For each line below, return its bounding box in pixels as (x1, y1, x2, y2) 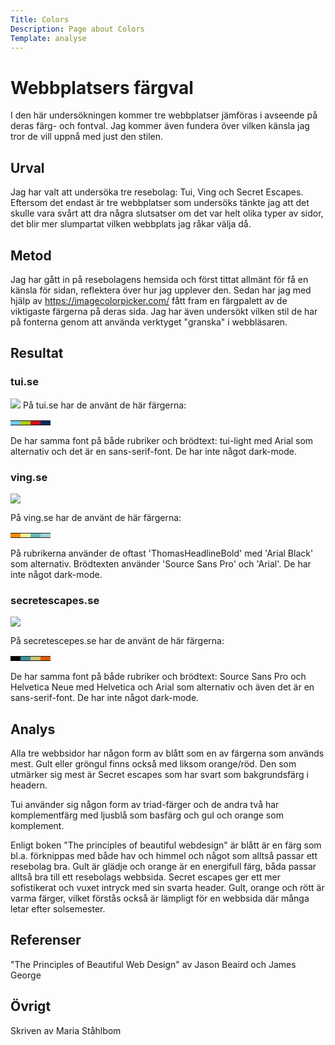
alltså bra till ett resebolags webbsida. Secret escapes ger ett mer (10, 871, 282, 883)
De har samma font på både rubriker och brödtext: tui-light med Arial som (10, 434, 314, 446)
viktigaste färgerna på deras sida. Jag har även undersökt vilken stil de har (10, 305, 318, 317)
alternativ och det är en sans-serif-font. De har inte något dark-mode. (10, 445, 297, 457)
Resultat (10, 345, 64, 362)
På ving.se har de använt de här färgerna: (10, 511, 182, 523)
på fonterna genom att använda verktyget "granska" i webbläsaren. (10, 316, 288, 328)
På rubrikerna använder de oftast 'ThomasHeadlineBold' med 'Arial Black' (10, 547, 314, 559)
